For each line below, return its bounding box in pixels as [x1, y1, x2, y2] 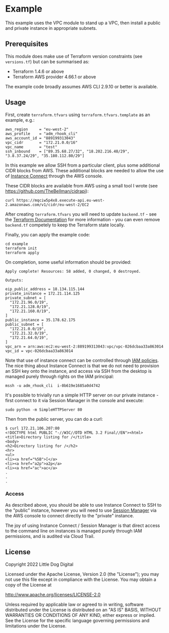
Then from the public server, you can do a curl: [5, 416, 103, 422]
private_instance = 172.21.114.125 [5, 291, 80, 296]
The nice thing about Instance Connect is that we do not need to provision [5, 362, 159, 369]
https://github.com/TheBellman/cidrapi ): [5, 188, 89, 194]
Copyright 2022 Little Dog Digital [5, 561, 74, 567]
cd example [5, 241, 28, 247]
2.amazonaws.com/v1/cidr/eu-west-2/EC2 [5, 202, 89, 207]
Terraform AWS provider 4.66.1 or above [12, 74, 96, 80]
